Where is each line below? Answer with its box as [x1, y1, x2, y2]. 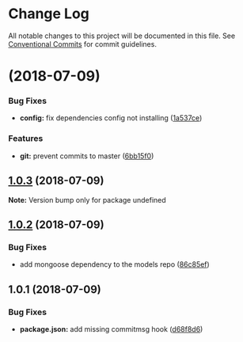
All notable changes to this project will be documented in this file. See [8, 31, 236, 40]
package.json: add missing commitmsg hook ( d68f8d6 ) [19, 324, 203, 333]
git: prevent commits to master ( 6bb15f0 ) [19, 151, 154, 161]
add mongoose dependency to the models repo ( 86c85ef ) [19, 260, 210, 269]
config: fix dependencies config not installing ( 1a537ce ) [19, 113, 203, 123]
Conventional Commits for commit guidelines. [8, 39, 157, 48]
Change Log [8, 5, 89, 23]
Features [8, 133, 44, 144]
